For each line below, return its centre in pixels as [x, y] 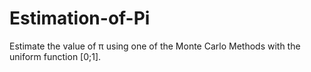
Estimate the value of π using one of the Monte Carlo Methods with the [155, 46]
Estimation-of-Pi [80, 18]
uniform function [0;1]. [55, 56]
